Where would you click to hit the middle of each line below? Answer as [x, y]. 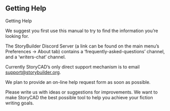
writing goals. [20, 103]
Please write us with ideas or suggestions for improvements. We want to [81, 92]
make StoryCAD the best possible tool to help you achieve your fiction [79, 97]
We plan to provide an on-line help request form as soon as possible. [78, 82]
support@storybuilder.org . [33, 72]
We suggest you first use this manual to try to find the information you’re [82, 31]
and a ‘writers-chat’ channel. [36, 57]
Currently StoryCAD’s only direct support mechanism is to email [72, 66]
